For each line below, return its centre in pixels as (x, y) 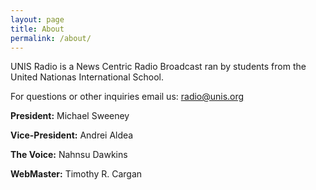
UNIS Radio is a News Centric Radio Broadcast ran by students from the (158, 67)
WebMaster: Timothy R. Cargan (76, 174)
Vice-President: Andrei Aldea (72, 135)
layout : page (37, 19)
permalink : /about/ (51, 38)
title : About (37, 29)
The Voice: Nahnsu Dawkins (69, 155)
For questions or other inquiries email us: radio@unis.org (127, 97)
